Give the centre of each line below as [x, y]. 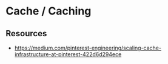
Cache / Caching [49, 11]
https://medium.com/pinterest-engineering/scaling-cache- [88, 48]
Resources [26, 34]
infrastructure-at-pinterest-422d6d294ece [68, 54]
